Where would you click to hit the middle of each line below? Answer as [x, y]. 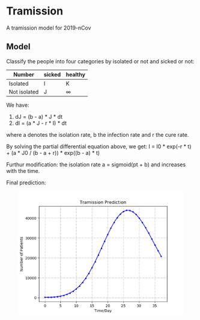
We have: [18, 105]
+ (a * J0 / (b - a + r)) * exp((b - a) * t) [53, 153]
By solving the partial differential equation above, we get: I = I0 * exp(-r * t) [99, 146]
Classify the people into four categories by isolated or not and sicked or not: [100, 61]
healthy [76, 75]
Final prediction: [26, 183]
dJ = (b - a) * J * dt [39, 117]
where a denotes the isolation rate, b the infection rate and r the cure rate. [98, 135]
